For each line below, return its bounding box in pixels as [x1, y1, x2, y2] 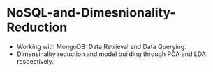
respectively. [16, 57, 54, 65]
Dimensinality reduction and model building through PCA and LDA [16, 50, 207, 58]
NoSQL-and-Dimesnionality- [6, 5, 176, 21]
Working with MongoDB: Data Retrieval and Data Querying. [16, 42, 186, 51]
